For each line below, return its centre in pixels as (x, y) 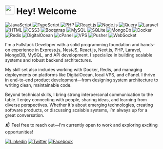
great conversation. (25, 115)
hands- (148, 44)
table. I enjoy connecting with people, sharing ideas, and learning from (76, 99)
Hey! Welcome (47, 11)
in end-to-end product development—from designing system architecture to (82, 80)
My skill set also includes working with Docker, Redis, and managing (74, 69)
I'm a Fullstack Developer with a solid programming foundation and (72, 44)
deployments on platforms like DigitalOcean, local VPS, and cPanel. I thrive (80, 74)
